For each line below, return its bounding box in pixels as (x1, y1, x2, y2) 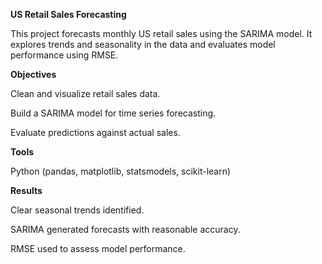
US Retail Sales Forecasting (10, 9, 127, 20)
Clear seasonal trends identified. (10, 204, 145, 216)
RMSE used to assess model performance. (10, 243, 186, 254)
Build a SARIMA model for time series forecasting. (10, 107, 217, 119)
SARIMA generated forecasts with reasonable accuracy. (10, 224, 241, 235)
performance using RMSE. (10, 49, 119, 61)
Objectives (10, 69, 57, 80)
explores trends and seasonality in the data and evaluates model (10, 39, 276, 50)
